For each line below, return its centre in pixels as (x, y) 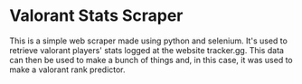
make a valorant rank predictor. (67, 70)
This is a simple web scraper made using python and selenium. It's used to (148, 41)
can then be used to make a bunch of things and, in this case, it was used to (151, 60)
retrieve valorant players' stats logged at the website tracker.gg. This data (147, 50)
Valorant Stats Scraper (96, 16)
